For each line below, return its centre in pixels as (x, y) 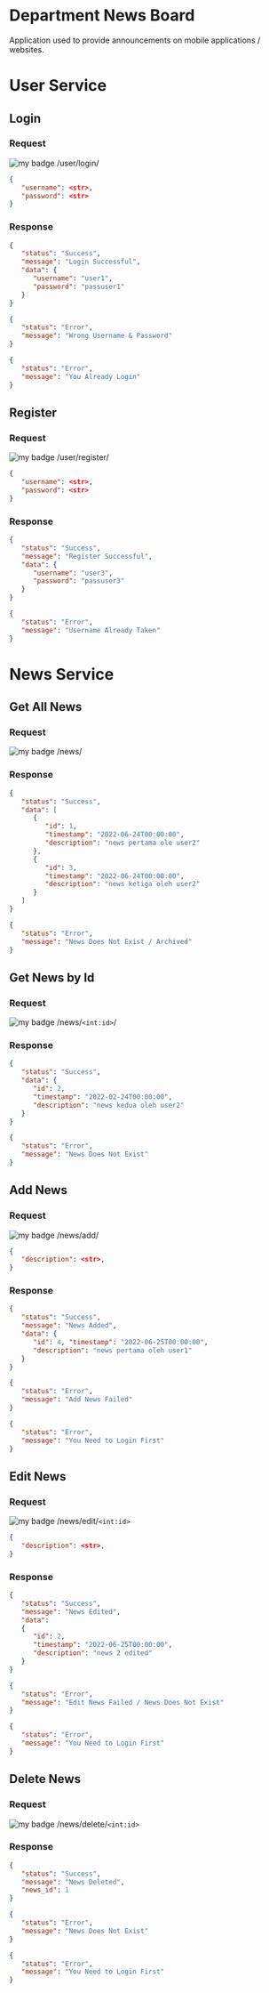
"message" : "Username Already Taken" (91, 630)
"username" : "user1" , (73, 278)
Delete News (45, 1779)
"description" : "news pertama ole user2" (123, 843)
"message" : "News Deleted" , (73, 1882)
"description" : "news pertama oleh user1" (112, 1350)
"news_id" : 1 (45, 1890)
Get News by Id (52, 977)
